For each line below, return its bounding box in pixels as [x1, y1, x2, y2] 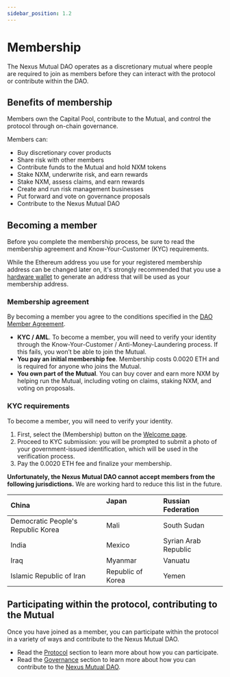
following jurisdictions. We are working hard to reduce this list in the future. [7, 480, 222, 488]
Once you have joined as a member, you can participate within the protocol [7, 628, 219, 636]
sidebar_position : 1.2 [7, 10, 72, 17]
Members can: [7, 135, 48, 144]
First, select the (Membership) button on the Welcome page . [16, 430, 188, 439]
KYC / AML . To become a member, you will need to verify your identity [16, 333, 217, 341]
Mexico [105, 540, 130, 550]
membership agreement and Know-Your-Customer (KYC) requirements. [7, 245, 209, 254]
